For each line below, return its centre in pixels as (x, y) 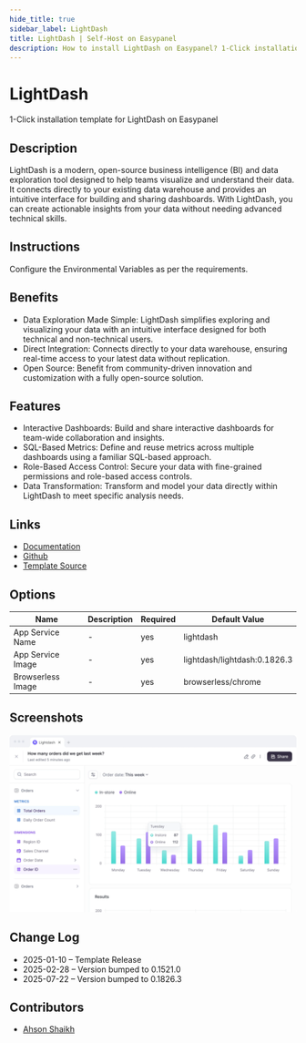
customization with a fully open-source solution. (113, 377)
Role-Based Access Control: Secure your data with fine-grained (142, 467)
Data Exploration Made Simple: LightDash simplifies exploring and (146, 320)
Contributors (47, 1007)
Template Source (55, 566)
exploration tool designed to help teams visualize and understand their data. (152, 179)
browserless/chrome (222, 681)
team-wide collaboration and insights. (94, 438)
